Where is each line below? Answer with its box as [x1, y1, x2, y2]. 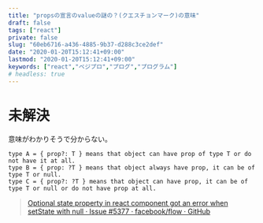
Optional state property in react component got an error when [27, 198, 228, 207]
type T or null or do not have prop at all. [8, 184, 157, 192]
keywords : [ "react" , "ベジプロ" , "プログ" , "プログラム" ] [8, 63, 177, 71]
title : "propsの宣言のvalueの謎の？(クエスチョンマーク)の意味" [8, 11, 200, 20]
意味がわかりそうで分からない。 [8, 134, 112, 143]
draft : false [8, 19, 51, 27]
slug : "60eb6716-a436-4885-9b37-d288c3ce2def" [8, 41, 164, 49]
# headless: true [8, 70, 65, 78]
